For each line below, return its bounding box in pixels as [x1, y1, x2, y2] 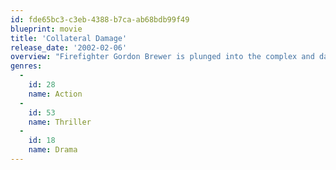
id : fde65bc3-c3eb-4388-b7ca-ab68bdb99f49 [10, 14, 190, 25]
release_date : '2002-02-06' [10, 42, 128, 53]
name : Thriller [28, 117, 92, 127]
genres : [10, 61, 43, 71]
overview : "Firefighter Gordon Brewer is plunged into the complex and [10, 52, 315, 62]
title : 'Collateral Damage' [10, 33, 128, 43]
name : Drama [28, 145, 78, 155]
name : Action [28, 89, 83, 99]
